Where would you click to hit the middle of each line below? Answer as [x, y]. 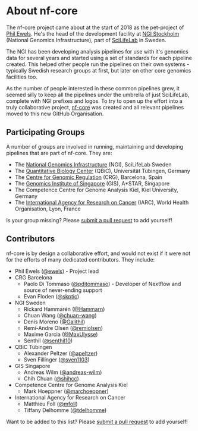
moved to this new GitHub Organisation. [55, 114]
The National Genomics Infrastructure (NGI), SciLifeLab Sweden [93, 164]
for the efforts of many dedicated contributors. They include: [81, 259]
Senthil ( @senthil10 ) [48, 341]
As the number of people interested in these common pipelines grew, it [93, 88]
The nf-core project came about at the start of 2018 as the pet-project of [95, 27]
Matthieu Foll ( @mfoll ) [51, 404]
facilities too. [22, 77]
